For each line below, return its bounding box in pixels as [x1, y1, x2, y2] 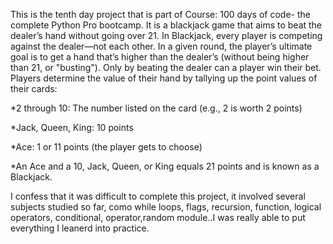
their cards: [10, 83, 58, 94]
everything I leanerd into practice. [10, 222, 150, 234]
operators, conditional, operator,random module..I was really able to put [10, 212, 306, 223]
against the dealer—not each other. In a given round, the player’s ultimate [10, 40, 313, 52]
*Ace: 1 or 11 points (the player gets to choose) [10, 141, 203, 153]
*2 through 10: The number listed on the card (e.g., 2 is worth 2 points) [10, 102, 303, 114]
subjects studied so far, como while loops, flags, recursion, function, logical [10, 201, 322, 213]
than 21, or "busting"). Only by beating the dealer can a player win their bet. [10, 62, 322, 73]
